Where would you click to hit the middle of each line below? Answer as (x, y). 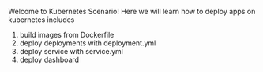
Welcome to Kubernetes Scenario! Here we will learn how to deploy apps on (132, 11)
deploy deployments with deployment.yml (88, 43)
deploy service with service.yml (71, 51)
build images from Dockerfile (67, 35)
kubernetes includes (41, 20)
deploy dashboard (49, 59)
